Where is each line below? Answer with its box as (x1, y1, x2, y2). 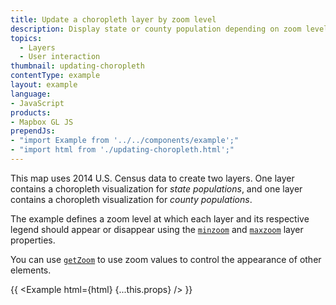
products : (10, 107, 52, 118)
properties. (10, 234, 56, 246)
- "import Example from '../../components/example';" (10, 136, 240, 146)
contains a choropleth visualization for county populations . (10, 193, 253, 205)
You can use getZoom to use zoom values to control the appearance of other (10, 253, 322, 265)
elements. (10, 264, 52, 276)
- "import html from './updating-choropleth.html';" (10, 145, 235, 155)
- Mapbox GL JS (10, 117, 74, 127)
